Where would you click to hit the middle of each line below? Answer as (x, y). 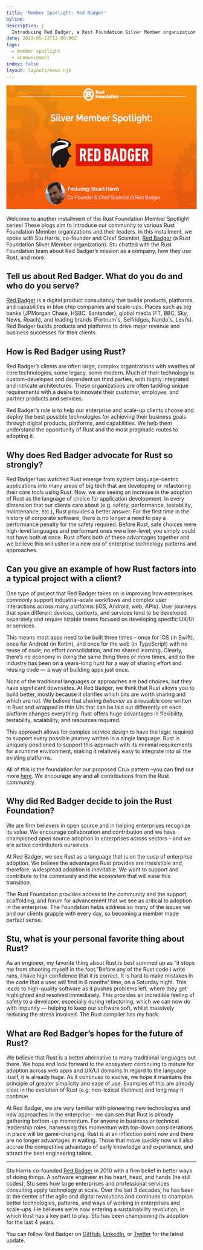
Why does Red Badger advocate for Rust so (90, 455)
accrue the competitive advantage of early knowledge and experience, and (100, 1147)
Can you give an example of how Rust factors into (101, 569)
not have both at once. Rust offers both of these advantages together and (98, 537)
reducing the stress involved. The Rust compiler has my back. (83, 1015)
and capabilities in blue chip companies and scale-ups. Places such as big (99, 307)
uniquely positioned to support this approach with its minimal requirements (99, 745)
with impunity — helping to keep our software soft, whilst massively (90, 1008)
